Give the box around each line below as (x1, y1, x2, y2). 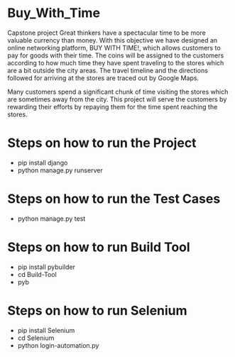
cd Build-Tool (17, 270, 57, 278)
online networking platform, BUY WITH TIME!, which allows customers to (7, 43, 222, 52)
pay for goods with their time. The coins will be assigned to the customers (7, 51, 224, 60)
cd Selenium (17, 334, 55, 342)
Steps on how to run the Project (7, 135, 197, 151)
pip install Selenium (17, 326, 75, 334)
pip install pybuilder (17, 263, 76, 271)
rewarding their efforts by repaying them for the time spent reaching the (7, 102, 218, 111)
